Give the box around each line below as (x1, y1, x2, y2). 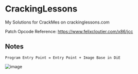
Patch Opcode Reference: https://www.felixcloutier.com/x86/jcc (5, 28, 133, 34)
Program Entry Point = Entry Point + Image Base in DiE (5, 55, 121, 60)
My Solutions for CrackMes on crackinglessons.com (5, 19, 110, 25)
